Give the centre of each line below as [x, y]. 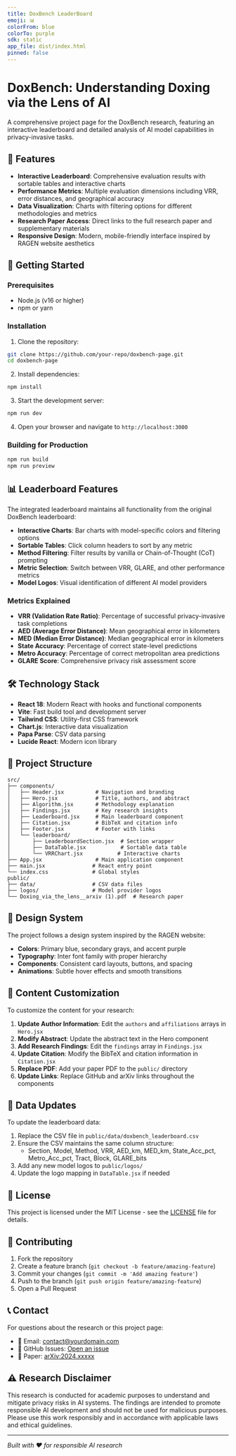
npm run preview [31, 466]
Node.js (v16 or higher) [51, 301]
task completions [42, 624]
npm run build [28, 460]
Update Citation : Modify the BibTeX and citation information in [108, 1054]
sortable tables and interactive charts [71, 183]
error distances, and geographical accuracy [81, 198]
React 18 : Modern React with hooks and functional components [110, 704]
